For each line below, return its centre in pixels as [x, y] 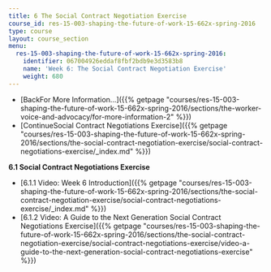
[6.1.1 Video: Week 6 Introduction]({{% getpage [98, 183]
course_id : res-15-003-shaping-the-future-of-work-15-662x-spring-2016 [132, 24]
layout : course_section [49, 39]
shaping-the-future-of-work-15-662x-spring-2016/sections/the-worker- [141, 108]
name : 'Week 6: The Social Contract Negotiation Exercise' [125, 69]
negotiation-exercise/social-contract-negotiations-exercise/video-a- [135, 243]
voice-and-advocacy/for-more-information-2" [97, 117]
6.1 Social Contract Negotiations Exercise [79, 166]
